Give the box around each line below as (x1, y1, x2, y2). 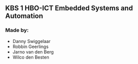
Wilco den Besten (12, 54, 49, 60)
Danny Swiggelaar (12, 38, 51, 44)
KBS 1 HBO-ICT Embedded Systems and (5, 4, 133, 12)
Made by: (5, 27, 29, 34)
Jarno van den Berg (12, 48, 54, 54)
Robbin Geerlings (12, 43, 49, 49)
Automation (5, 12, 43, 20)
